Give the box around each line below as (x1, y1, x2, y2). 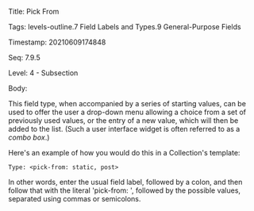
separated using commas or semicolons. (8, 194, 141, 203)
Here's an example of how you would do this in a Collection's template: (8, 148, 241, 157)
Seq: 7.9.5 (8, 53, 41, 62)
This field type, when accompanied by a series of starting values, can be (8, 99, 246, 108)
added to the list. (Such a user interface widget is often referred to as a (8, 125, 241, 133)
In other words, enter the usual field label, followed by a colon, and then (8, 178, 243, 186)
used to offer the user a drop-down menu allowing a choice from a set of (8, 107, 247, 117)
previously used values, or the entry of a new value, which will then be (8, 116, 239, 125)
